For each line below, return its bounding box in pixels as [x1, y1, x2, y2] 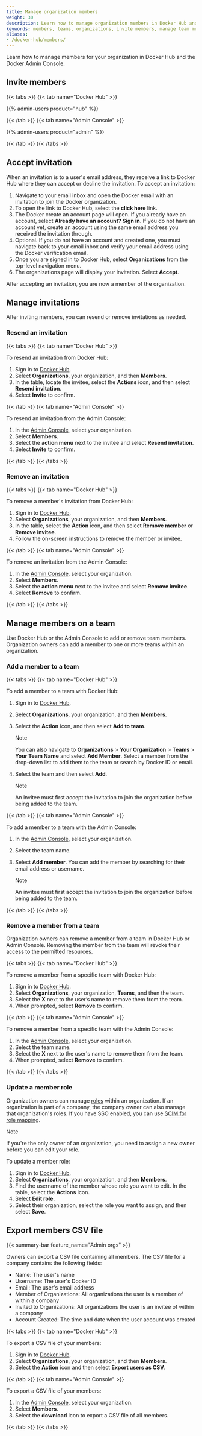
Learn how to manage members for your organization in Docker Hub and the [6, 54, 195, 60]
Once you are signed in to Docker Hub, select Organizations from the [14, 256, 188, 263]
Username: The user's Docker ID [14, 1277, 96, 1285]
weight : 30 [6, 14, 34, 20]
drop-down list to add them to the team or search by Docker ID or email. [14, 759, 194, 766]
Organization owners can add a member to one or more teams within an [6, 640, 185, 648]
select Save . [14, 1208, 46, 1215]
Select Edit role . [14, 1195, 55, 1202]
